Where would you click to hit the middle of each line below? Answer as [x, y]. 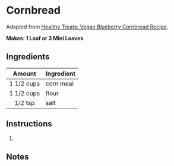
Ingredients [28, 57]
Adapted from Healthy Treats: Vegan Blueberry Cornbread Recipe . [87, 27]
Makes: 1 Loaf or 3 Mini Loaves [45, 38]
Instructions [29, 124]
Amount [25, 74]
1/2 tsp [25, 103]
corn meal [60, 84]
